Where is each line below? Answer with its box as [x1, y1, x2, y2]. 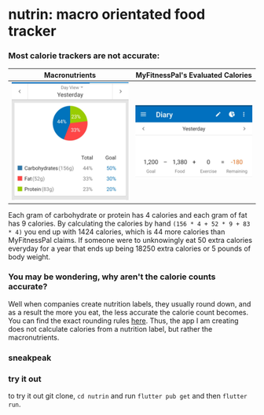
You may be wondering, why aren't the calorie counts [8, 271, 216, 282]
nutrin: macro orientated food [8, 6, 206, 24]
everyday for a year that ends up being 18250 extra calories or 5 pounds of [8, 244, 251, 253]
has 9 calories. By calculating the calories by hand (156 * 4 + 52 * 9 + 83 [8, 219, 251, 228]
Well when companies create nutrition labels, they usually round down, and [8, 299, 251, 308]
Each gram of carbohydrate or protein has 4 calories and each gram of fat [8, 210, 247, 219]
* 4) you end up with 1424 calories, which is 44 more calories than [8, 226, 225, 237]
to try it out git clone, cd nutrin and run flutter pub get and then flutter [8, 391, 247, 401]
